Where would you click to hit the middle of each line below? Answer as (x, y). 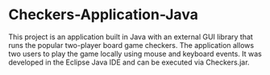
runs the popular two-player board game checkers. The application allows (131, 45)
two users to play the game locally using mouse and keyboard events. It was (135, 53)
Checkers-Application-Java (104, 15)
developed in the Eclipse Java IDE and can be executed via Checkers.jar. (129, 62)
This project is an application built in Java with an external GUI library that (131, 37)
